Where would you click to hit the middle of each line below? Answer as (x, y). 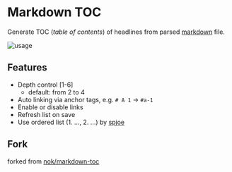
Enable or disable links (50, 107)
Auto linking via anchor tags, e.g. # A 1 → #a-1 (85, 99)
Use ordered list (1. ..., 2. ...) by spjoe (71, 122)
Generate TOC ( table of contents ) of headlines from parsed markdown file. (116, 32)
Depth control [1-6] (45, 85)
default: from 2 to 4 (56, 92)
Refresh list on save (46, 114)
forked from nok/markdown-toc (53, 161)
